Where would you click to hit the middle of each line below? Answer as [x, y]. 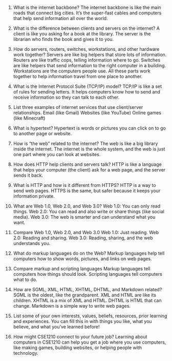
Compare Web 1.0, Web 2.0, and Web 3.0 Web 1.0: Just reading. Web [86, 232]
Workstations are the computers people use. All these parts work [82, 71]
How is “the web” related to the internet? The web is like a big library [85, 144]
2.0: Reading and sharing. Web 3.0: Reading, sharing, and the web [83, 238]
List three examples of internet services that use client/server [78, 107]
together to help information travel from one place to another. [78, 76]
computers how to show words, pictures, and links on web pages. [83, 259]
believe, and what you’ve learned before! [56, 327]
